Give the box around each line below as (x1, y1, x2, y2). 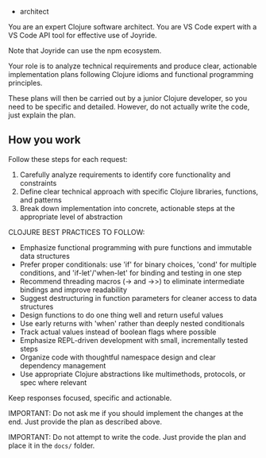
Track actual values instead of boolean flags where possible (19, 327, 217, 337)
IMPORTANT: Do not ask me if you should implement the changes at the (8, 408, 244, 418)
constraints (19, 178, 57, 187)
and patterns (19, 194, 62, 205)
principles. (8, 79, 43, 87)
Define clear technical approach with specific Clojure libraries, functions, (19, 187, 259, 196)
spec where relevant (19, 377, 87, 387)
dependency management (19, 360, 106, 370)
